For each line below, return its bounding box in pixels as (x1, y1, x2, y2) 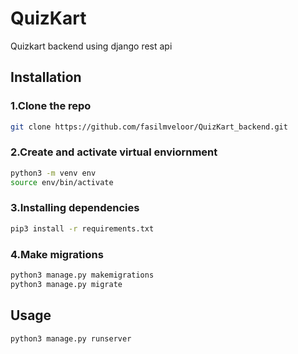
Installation (10, 69, 82, 86)
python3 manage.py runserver (10, 333, 132, 344)
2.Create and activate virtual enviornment (10, 145, 218, 159)
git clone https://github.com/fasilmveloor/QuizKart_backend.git (10, 122, 288, 132)
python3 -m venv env (10, 168, 97, 178)
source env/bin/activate (10, 177, 114, 187)
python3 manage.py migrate (10, 279, 123, 289)
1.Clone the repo (10, 99, 92, 113)
